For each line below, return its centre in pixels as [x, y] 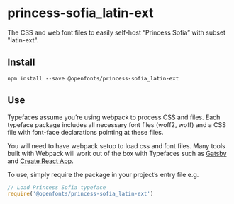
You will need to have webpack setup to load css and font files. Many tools [116, 145]
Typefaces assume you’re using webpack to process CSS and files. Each [114, 117]
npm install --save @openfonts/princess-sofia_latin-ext [93, 78]
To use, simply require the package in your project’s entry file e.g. [103, 174]
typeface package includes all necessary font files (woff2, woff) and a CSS [117, 124]
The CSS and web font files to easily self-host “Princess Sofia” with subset [116, 32]
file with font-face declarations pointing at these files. [85, 132]
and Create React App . [40, 161]
